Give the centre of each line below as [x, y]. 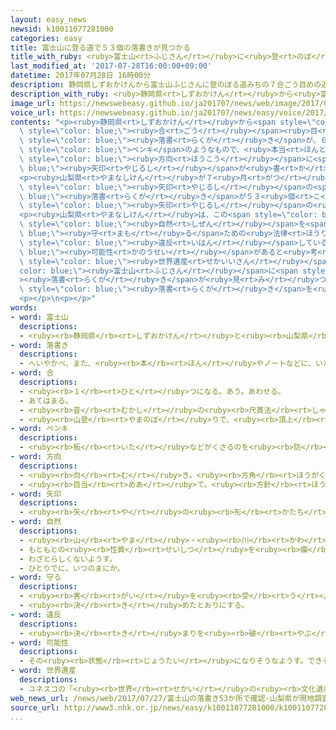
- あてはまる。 [46, 401]
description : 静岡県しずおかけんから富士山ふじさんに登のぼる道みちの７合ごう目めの [166, 85]
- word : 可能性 [39, 642]
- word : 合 [32, 373]
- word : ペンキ [39, 429]
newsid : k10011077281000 [62, 29]
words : [24, 308]
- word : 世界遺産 [43, 671]
